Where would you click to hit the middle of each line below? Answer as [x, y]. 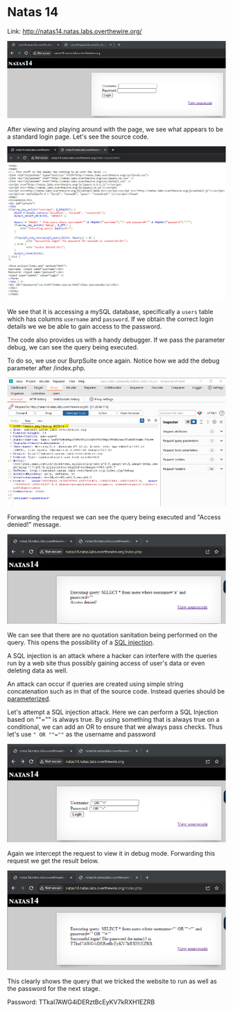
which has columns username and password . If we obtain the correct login [110, 319]
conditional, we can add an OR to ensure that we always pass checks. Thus [115, 727]
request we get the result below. [53, 860]
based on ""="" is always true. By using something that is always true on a [113, 720]
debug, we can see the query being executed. [73, 347]
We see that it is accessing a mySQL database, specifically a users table [110, 312]
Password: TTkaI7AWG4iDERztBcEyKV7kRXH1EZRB [81, 1002]
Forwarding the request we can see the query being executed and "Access [114, 517]
